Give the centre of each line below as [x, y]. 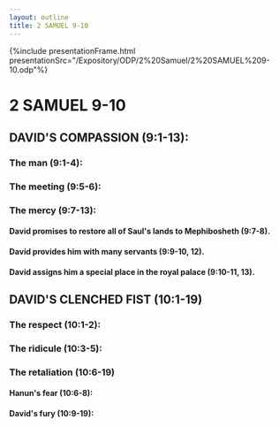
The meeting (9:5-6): [55, 187]
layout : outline [39, 17]
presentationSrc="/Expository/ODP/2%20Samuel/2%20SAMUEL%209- [140, 60]
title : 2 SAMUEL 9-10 [49, 26]
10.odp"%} [29, 69]
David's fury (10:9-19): [52, 413]
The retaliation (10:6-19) [62, 372]
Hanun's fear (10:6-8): [51, 393]
